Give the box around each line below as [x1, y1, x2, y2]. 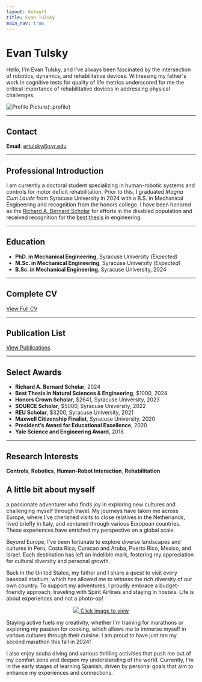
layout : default [6, 8, 47, 15]
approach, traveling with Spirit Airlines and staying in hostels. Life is [26, 588, 194, 595]
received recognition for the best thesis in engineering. [6, 214, 142, 221]
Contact [6, 126, 37, 136]
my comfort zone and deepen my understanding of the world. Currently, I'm [6, 656, 194, 663]
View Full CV [6, 305, 38, 312]
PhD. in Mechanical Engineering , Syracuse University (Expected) [14, 253, 178, 260]
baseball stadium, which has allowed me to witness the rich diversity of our [6, 575, 192, 582]
